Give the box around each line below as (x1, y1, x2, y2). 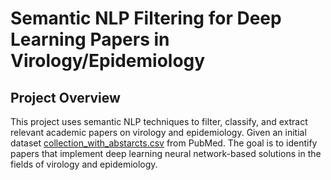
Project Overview (10, 89, 121, 106)
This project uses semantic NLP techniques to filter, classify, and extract (10, 116, 308, 127)
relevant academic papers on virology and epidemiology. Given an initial (10, 127, 307, 138)
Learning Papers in (10, 28, 170, 51)
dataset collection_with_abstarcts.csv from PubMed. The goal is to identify (10, 137, 318, 149)
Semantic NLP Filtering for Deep (10, 7, 282, 30)
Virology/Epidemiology (10, 50, 206, 72)
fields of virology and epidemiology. (10, 158, 158, 170)
